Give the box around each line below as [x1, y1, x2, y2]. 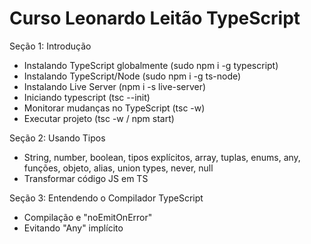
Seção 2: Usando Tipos [9, 132, 106, 144]
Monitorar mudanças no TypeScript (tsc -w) [23, 102, 206, 114]
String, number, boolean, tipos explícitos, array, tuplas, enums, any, [23, 151, 301, 163]
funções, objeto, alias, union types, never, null [23, 162, 214, 174]
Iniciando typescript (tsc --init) [23, 91, 151, 103]
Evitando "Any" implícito [23, 222, 124, 234]
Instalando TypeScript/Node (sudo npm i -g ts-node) [23, 70, 242, 82]
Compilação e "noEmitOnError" [23, 211, 153, 223]
